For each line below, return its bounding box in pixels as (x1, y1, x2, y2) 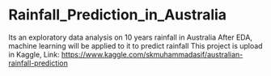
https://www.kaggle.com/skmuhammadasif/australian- (61, 49, 243, 59)
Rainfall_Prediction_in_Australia (8, 6, 227, 24)
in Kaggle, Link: (8, 49, 60, 59)
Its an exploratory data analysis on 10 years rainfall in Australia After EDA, (8, 32, 253, 42)
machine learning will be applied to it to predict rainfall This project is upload (8, 40, 263, 50)
